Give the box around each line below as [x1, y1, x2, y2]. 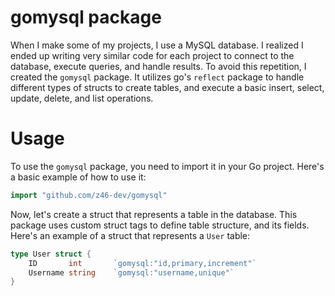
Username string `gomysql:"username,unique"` [28, 267, 235, 278]
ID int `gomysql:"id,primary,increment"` [28, 258, 257, 268]
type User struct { [10, 249, 92, 259]
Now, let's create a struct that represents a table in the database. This [10, 208, 298, 220]
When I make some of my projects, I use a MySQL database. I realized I [10, 39, 304, 51]
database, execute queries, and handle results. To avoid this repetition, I [10, 60, 307, 72]
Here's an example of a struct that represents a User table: [10, 229, 251, 241]
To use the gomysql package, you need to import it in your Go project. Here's [10, 160, 325, 172]
